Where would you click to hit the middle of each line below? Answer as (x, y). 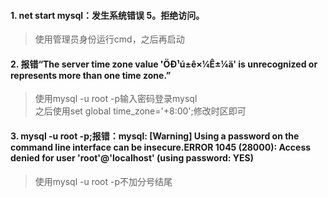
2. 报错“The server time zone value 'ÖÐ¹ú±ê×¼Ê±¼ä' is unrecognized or (164, 64)
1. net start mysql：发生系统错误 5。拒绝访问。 (107, 15)
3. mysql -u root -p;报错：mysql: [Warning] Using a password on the (155, 136)
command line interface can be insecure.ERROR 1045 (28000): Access (161, 147)
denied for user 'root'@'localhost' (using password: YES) (132, 158)
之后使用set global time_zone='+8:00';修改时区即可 (140, 111)
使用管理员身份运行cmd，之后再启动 (109, 39)
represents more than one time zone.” (91, 75)
